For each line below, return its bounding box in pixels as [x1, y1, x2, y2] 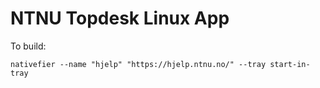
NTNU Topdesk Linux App [10, 7, 230, 30]
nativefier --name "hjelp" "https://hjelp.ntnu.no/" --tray [10, 59, 267, 69]
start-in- [269, 59, 311, 69]
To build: [10, 40, 47, 52]
